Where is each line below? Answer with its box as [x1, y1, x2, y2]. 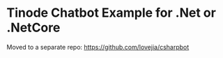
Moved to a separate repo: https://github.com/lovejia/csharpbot [6, 43, 190, 51]
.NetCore [6, 20, 61, 36]
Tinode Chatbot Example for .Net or [6, 5, 217, 21]
